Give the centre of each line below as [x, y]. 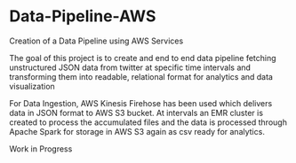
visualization [32, 86]
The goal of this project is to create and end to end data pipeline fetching [143, 58]
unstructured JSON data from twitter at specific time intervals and [130, 67]
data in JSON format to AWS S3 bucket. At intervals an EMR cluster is [136, 113]
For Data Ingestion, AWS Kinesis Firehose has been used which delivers [141, 103]
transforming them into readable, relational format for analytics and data [141, 76]
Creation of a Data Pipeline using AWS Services [96, 41]
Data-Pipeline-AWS [83, 16]
